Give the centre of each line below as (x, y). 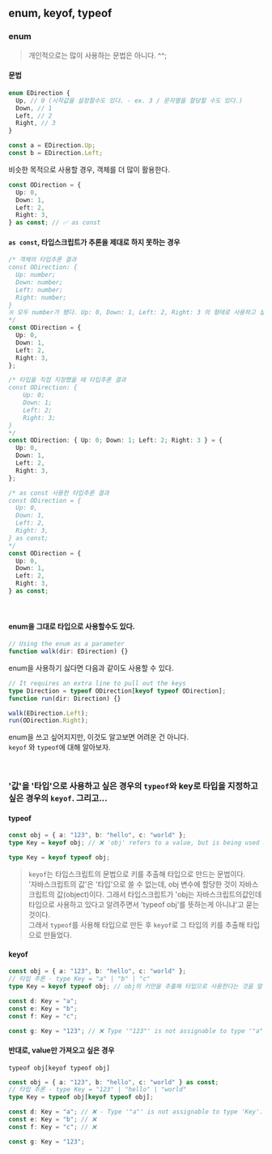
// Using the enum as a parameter (67, 644)
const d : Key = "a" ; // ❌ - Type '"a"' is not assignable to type (123, 1112)
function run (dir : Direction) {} (65, 698)
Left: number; (39, 290)
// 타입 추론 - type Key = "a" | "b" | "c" (79, 979)
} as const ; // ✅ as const (55, 223)
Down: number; (39, 282)
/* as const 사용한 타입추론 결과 (59, 493)
